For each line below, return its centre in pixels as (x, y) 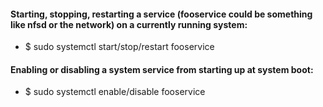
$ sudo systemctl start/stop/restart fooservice (119, 47)
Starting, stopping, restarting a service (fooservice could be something (161, 14)
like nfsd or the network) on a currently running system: (129, 24)
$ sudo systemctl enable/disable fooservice (115, 92)
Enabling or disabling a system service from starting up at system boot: (162, 69)
